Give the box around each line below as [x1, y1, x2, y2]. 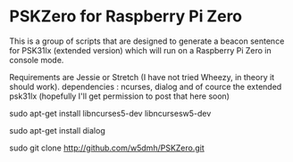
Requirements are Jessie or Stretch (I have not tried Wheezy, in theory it [9, 71, 275, 82]
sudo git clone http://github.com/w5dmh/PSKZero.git [9, 142, 205, 153]
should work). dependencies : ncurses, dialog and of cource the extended [9, 81, 282, 92]
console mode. [9, 54, 64, 65]
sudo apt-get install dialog [9, 125, 105, 135]
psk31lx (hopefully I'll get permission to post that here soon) [9, 91, 230, 101]
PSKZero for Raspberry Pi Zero [9, 6, 243, 27]
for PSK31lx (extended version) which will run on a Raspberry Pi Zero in [9, 45, 272, 55]
